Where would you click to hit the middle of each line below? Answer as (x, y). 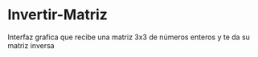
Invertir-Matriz (57, 15)
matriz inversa (31, 45)
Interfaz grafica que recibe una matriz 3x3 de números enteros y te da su (129, 37)
